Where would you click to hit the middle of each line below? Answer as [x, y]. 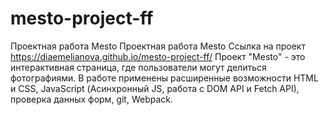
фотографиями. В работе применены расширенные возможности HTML [164, 78]
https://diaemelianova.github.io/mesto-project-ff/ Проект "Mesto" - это [158, 56]
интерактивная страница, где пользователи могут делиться [138, 67]
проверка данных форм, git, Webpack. [92, 99]
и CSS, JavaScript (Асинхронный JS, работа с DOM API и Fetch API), [155, 88]
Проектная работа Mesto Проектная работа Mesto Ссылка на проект [158, 46]
